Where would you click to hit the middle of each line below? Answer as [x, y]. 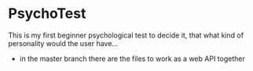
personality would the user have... [63, 43]
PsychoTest [47, 14]
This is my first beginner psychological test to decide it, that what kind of [126, 35]
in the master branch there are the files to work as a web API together [132, 59]
